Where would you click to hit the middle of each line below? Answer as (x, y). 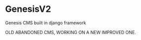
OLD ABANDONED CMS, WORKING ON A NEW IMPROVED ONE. (70, 32)
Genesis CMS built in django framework (46, 23)
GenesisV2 (28, 9)
